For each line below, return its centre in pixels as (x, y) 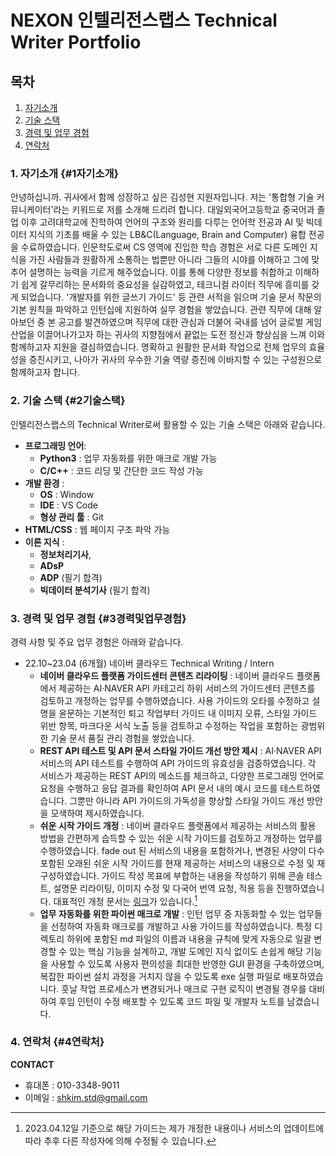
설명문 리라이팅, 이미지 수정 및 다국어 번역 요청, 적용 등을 (164, 888)
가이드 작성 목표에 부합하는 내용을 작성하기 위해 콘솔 (203, 875)
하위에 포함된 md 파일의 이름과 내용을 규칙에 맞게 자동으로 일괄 (189, 938)
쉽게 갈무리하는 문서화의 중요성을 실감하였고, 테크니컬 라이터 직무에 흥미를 (165, 285)
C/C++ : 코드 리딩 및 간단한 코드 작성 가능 (121, 470)
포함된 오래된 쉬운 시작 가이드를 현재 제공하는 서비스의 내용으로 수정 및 (177, 863)
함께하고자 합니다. (45, 372)
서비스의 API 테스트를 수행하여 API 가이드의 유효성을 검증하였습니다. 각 (178, 763)
